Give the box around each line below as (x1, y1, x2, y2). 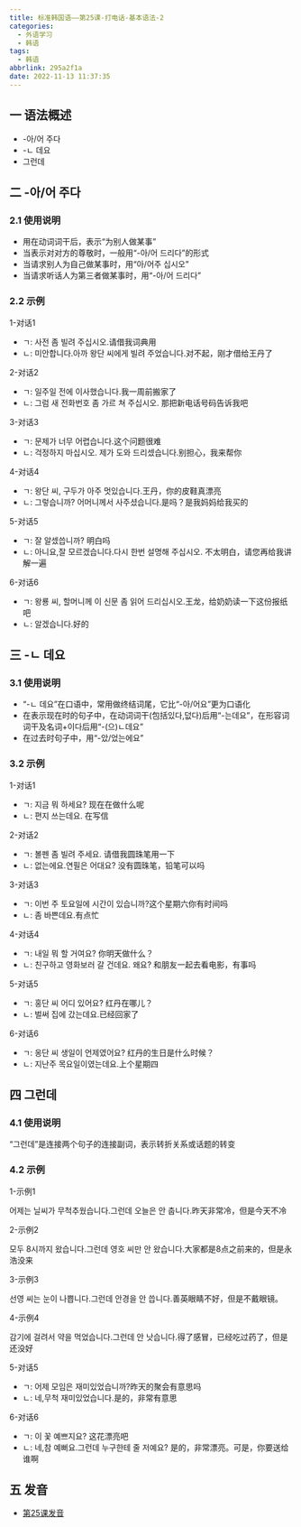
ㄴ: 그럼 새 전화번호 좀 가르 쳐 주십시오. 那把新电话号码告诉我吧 (22, 397, 249, 408)
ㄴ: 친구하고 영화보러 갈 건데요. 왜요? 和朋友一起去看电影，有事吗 (22, 958, 257, 970)
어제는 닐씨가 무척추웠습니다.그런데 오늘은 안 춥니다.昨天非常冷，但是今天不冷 (9, 1205, 287, 1216)
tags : (9, 47, 30, 56)
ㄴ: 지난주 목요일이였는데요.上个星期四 (22, 1058, 160, 1069)
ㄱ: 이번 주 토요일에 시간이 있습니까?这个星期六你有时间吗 (22, 898, 228, 909)
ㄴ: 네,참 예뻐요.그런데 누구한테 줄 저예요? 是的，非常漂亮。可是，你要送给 (22, 1441, 289, 1453)
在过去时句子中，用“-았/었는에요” (22, 733, 144, 744)
